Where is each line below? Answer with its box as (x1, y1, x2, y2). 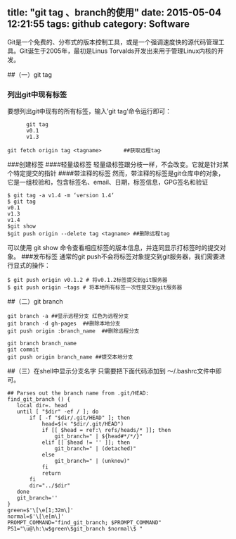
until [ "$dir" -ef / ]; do (16, 408, 99, 416)
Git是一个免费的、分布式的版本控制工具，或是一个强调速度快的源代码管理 (7, 37, 219, 46)
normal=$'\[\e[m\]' (7, 513, 65, 520)
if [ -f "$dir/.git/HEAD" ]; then (29, 414, 131, 421)
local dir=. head (16, 402, 68, 409)
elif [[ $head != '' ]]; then (41, 439, 131, 446)
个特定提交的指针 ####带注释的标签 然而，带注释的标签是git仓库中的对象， (7, 169, 225, 178)
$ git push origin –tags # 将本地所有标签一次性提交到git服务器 (7, 284, 183, 291)
